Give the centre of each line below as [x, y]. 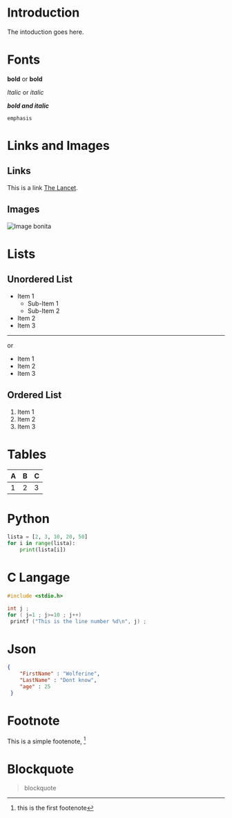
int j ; [18, 608]
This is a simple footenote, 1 [47, 741]
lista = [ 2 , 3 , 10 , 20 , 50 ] [48, 537]
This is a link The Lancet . [42, 187]
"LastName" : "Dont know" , [58, 681]
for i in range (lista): [41, 544]
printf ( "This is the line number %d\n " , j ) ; [78, 621]
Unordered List [40, 279]
